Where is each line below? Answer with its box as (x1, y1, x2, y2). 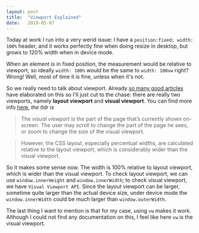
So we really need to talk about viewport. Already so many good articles (6, 85, 183, 92)
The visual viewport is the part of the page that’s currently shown (20, 115, 182, 122)
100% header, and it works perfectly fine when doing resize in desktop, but (6, 42, 188, 50)
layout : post (6, 8, 39, 15)
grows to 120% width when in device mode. (6, 49, 114, 56)
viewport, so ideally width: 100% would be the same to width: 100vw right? (6, 67, 189, 74)
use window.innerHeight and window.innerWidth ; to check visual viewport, (6, 177, 187, 184)
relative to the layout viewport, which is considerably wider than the (20, 146, 188, 153)
